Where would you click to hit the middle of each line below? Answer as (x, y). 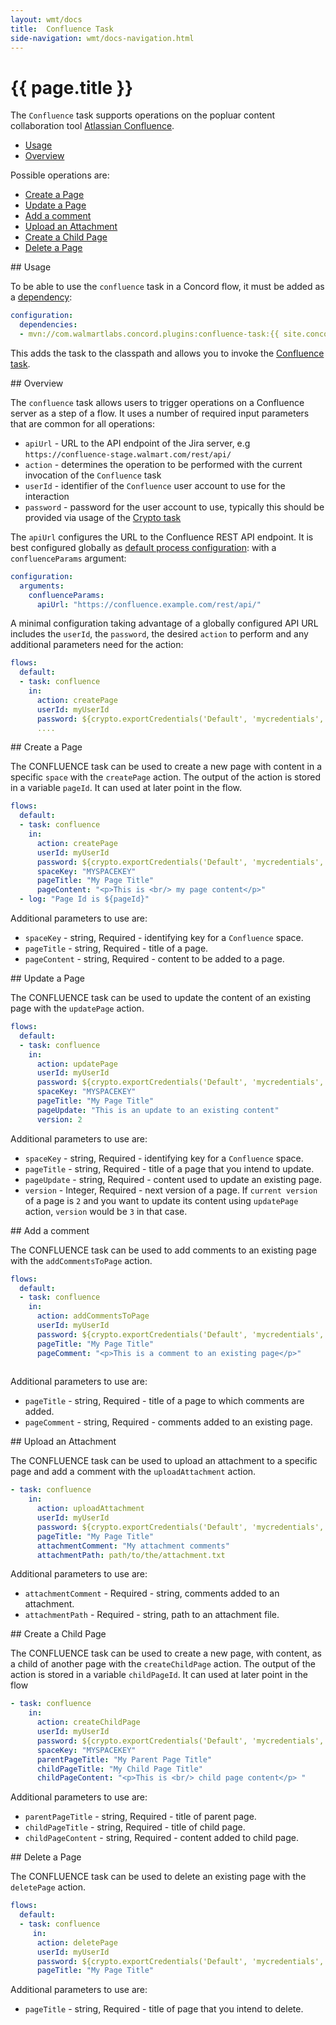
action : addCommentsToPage (93, 1316)
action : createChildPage (88, 1722)
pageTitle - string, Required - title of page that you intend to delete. (164, 2009)
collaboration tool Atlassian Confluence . (92, 126)
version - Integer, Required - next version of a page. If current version (171, 1190)
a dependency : (41, 297)
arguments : (42, 586)
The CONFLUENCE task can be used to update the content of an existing (161, 998)
